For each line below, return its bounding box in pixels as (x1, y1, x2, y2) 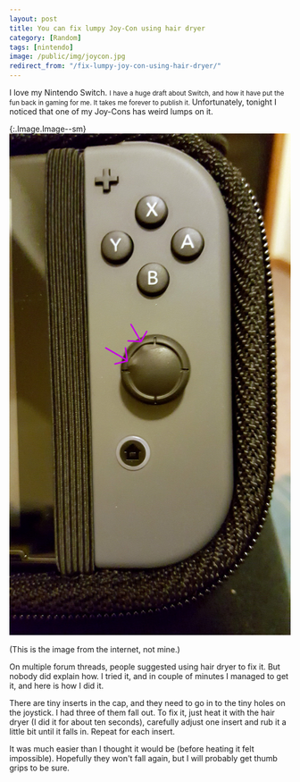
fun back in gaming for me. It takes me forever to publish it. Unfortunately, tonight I (9, 97, 277, 107)
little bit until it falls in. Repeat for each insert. (9, 726, 176, 736)
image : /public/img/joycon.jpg (9, 52, 126, 62)
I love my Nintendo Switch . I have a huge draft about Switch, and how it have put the (9, 88, 285, 97)
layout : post (9, 14, 58, 23)
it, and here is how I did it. (9, 680, 104, 691)
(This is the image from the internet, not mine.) (9, 643, 180, 654)
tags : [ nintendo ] (9, 43, 74, 52)
